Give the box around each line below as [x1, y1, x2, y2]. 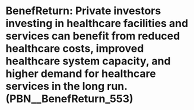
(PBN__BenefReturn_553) [5, 92, 134, 106]
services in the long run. [5, 80, 128, 93]
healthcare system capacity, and [5, 54, 171, 68]
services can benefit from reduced [5, 30, 180, 43]
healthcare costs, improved [5, 42, 144, 56]
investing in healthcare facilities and [5, 17, 189, 30]
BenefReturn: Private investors [5, 4, 161, 18]
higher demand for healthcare [5, 67, 157, 80]
